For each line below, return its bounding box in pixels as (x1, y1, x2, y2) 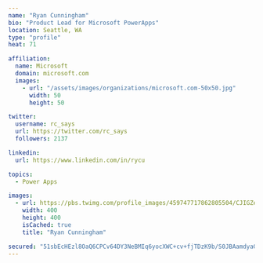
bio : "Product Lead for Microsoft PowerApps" (8, 19, 159, 27)
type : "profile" (8, 33, 61, 42)
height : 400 (22, 214, 61, 221)
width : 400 (22, 206, 58, 214)
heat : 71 (8, 41, 37, 49)
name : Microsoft (15, 62, 68, 71)
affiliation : (8, 55, 51, 63)
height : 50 (28, 99, 65, 107)
